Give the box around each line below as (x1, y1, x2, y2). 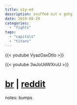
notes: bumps (5, 94, 32, 100)
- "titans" (9, 39, 31, 44)
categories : (5, 20, 29, 26)
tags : (5, 30, 16, 35)
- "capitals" (9, 35, 36, 39)
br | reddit (5, 78, 46, 89)
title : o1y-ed (5, 7, 34, 12)
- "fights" (9, 25, 31, 30)
